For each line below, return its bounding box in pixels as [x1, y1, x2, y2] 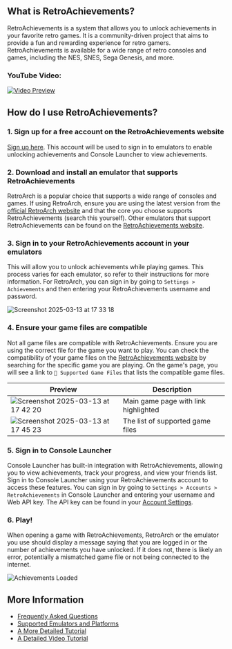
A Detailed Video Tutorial [17, 634, 88, 643]
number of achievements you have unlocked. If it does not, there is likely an [7, 546, 222, 554]
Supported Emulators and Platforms [17, 619, 119, 628]
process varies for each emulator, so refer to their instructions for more [7, 270, 209, 279]
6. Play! [7, 515, 33, 524]
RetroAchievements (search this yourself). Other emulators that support [7, 214, 211, 222]
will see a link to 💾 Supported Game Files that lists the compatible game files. [7, 368, 225, 376]
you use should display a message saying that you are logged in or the [7, 538, 208, 547]
